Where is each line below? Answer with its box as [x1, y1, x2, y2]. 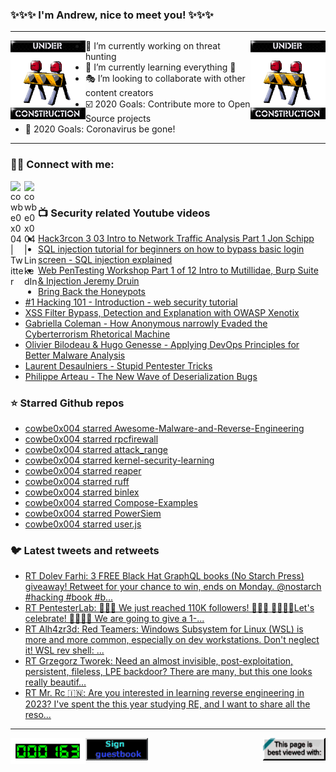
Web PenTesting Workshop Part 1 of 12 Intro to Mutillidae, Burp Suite [38, 264, 319, 276]
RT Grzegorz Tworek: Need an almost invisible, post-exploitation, [24, 655, 294, 667]
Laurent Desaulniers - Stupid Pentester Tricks [24, 359, 213, 372]
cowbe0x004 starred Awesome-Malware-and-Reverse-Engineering [24, 423, 305, 435]
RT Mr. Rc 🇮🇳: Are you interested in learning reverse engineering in [24, 687, 305, 699]
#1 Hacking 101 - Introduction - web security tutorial [24, 296, 238, 308]
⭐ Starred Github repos [10, 396, 125, 410]
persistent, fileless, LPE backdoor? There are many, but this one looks [24, 666, 313, 678]
